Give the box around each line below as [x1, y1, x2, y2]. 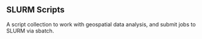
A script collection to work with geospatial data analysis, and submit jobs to [6, 20, 197, 28]
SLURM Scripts [6, 5, 65, 15]
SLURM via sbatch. [6, 27, 54, 34]
